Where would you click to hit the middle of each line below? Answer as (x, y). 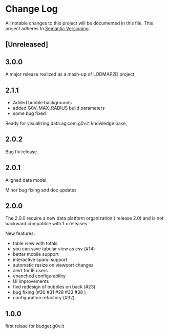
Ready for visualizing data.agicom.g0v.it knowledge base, (66, 123)
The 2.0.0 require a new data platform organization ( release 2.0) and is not (84, 218)
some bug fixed (29, 113)
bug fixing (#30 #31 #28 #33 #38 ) (49, 292)
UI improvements (31, 281)
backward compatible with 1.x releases (46, 224)
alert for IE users (30, 271)
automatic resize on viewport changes (53, 265)
